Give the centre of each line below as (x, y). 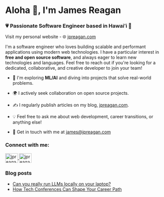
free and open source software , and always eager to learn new (71, 58)
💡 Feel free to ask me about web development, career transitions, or (83, 117)
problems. (23, 83)
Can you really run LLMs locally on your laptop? (62, 184)
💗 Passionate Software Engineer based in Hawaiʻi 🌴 (68, 26)
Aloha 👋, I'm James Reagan (63, 10)
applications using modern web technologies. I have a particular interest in (82, 52)
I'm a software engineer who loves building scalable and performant (76, 47)
